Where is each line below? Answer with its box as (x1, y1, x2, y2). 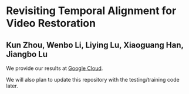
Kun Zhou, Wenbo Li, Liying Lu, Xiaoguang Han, (6, 40, 184, 50)
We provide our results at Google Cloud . (6, 65, 103, 72)
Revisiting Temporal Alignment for (6, 4, 177, 18)
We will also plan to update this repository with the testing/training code (6, 76, 180, 83)
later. (6, 82, 19, 89)
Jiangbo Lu (6, 49, 48, 59)
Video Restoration (6, 16, 96, 30)
